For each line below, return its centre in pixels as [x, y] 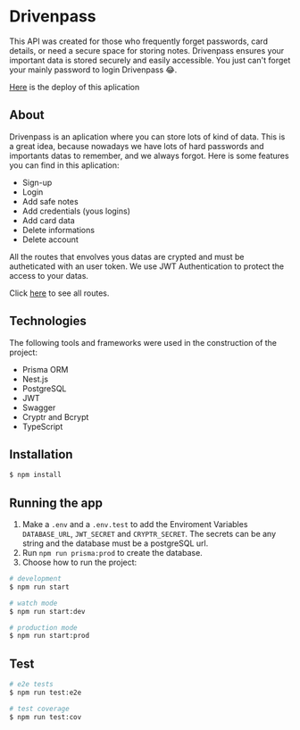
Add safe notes [50, 201]
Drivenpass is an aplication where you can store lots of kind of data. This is [147, 137]
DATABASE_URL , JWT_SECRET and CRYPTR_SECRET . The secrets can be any [149, 534]
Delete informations [58, 230]
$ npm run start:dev [48, 611]
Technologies [48, 321]
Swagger [39, 407]
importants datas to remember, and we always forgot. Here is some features [149, 155]
